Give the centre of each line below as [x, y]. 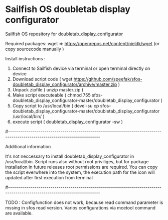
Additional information [28, 146]
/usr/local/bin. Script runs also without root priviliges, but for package [77, 161]
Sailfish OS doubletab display [68, 9]
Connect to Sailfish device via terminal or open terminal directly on [81, 68]
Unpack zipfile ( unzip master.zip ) [48, 89]
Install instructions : [25, 58]
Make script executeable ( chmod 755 [52, 95]
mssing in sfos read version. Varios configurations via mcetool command [80, 207]
